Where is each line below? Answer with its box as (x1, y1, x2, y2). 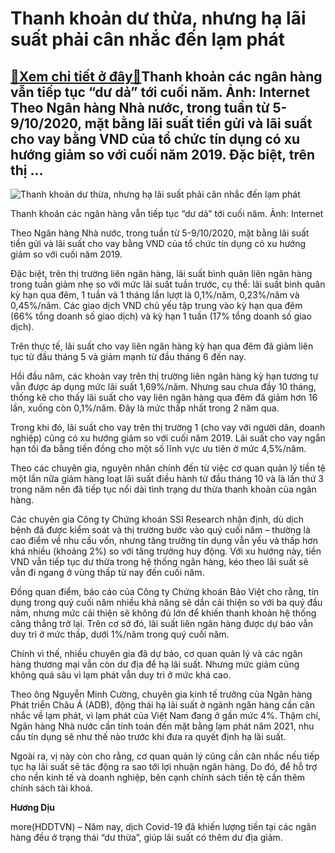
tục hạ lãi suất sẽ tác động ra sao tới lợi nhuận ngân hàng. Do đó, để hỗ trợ (10, 761, 318, 772)
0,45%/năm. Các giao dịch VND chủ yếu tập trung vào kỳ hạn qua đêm (10, 300, 303, 311)
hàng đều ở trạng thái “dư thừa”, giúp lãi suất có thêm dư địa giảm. (10, 832, 283, 843)
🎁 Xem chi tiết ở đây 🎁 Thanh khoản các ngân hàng (10, 68, 323, 85)
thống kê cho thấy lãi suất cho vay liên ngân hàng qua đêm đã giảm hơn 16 (10, 392, 318, 403)
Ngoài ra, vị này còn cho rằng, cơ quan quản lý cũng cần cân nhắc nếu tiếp (10, 750, 320, 762)
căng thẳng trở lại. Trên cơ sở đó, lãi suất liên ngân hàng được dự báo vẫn (10, 618, 314, 629)
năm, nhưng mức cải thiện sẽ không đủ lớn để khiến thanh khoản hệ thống (10, 607, 317, 619)
